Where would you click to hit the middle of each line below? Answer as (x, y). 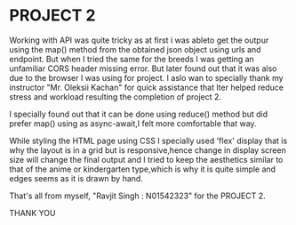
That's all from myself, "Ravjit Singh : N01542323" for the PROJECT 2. (138, 196)
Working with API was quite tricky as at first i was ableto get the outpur (139, 40)
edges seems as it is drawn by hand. (76, 178)
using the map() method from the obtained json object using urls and (135, 49)
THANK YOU (32, 213)
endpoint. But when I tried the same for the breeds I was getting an (132, 59)
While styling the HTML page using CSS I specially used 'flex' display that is (148, 141)
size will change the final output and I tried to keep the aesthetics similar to (146, 159)
